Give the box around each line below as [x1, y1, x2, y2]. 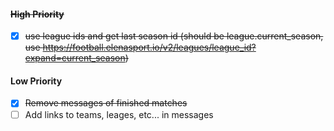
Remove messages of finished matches [24, 97, 188, 109]
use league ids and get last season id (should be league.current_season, [24, 30, 324, 42]
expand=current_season [24, 52, 126, 64]
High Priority [10, 8, 65, 20]
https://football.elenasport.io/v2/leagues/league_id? [42, 41, 257, 54]
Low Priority [10, 75, 63, 87]
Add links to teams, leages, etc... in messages [24, 108, 214, 120]
